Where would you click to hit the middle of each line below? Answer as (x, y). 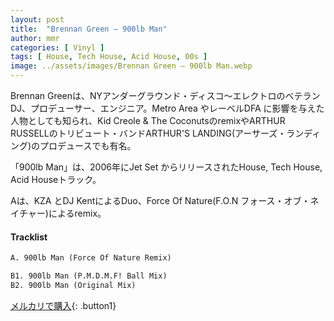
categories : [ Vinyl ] (57, 47)
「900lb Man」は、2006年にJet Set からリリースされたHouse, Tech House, (166, 167)
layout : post (37, 19)
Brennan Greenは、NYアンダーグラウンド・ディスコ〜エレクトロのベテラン (165, 95)
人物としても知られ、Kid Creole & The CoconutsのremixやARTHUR (148, 120)
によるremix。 (77, 213)
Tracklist (29, 237)
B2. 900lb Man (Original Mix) (73, 285)
